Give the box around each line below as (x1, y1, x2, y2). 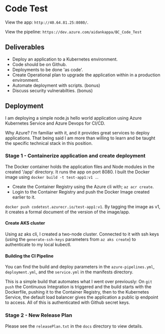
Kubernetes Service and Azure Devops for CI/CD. (5, 120, 105, 126)
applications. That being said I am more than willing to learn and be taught (5, 135, 156, 141)
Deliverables (5, 43, 45, 52)
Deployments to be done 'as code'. (12, 67, 83, 72)
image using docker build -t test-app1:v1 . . (5, 174, 99, 180)
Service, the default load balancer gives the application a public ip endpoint (5, 294, 159, 301)
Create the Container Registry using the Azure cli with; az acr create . (12, 183, 154, 190)
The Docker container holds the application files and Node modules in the (5, 164, 155, 169)
